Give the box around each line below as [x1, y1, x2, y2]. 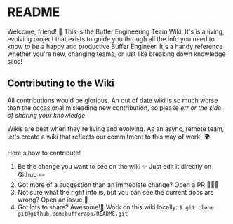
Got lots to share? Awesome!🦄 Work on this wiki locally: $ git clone [17, 202, 214, 211]
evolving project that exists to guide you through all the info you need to [7, 34, 215, 43]
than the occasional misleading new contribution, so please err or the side [7, 103, 222, 112]
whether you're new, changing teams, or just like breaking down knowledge [7, 50, 226, 58]
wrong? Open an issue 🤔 [17, 195, 89, 204]
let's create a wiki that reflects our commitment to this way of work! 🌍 [7, 132, 211, 141]
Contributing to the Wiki [7, 78, 114, 90]
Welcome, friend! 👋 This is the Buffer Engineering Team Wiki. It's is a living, [7, 27, 225, 36]
